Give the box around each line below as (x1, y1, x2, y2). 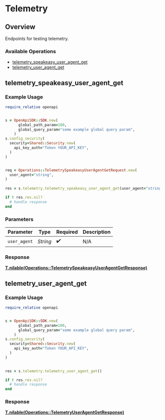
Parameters (5, 215, 33, 222)
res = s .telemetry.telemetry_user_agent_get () (5, 368, 102, 374)
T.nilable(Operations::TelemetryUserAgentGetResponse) (5, 410, 124, 416)
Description (82, 229, 111, 236)
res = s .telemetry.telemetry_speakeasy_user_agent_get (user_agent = (5, 186, 146, 191)
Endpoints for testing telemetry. (5, 35, 69, 41)
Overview (5, 23, 36, 31)
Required (56, 229, 78, 236)
